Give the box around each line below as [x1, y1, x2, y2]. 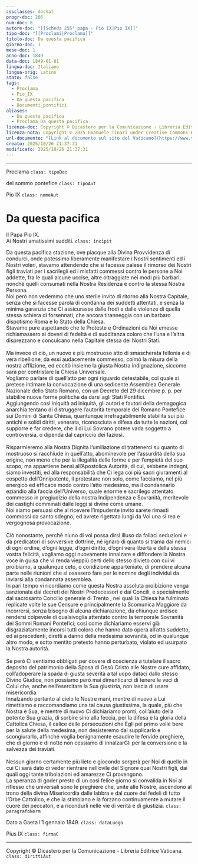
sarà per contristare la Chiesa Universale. [6, 368, 107, 376]
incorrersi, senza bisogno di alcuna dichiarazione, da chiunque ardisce [6, 607, 178, 614]
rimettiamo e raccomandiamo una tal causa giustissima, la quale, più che [6, 702, 183, 709]
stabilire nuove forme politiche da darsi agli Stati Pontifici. [6, 394, 146, 401]
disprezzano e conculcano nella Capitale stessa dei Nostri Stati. [6, 337, 161, 344]
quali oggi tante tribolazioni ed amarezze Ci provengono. [6, 770, 144, 778]
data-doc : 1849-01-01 [6, 58, 60, 64]
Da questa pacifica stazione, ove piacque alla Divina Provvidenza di [6, 249, 170, 256]
